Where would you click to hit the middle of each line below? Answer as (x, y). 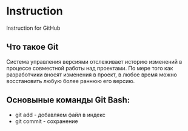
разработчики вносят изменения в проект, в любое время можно (92, 75)
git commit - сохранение (46, 121)
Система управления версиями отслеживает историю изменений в (94, 61)
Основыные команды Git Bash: (68, 100)
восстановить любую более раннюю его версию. (71, 81)
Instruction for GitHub (33, 28)
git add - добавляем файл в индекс (60, 115)
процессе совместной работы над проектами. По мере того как (90, 68)
